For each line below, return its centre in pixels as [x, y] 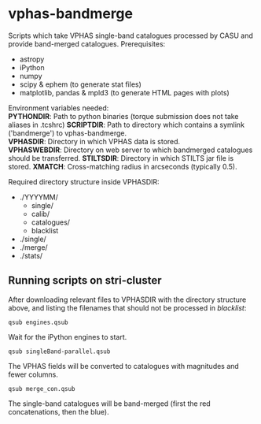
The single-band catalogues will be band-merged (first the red [109, 404]
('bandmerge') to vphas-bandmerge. [68, 133]
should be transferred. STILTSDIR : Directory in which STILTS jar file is [121, 158]
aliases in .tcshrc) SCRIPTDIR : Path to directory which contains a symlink [127, 125]
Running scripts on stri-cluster [85, 281]
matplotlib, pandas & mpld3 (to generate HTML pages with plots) [124, 92]
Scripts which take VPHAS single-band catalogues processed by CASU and [131, 35]
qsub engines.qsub [38, 322]
